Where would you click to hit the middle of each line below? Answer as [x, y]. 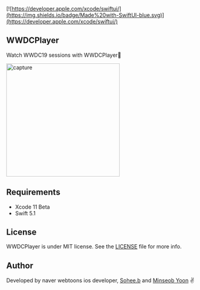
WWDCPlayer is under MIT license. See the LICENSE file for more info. [94, 247]
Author [20, 266]
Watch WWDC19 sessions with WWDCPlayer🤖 [64, 55]
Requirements [33, 192]
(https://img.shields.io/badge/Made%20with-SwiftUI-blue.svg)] [85, 15]
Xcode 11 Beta [32, 207]
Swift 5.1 [25, 213]
